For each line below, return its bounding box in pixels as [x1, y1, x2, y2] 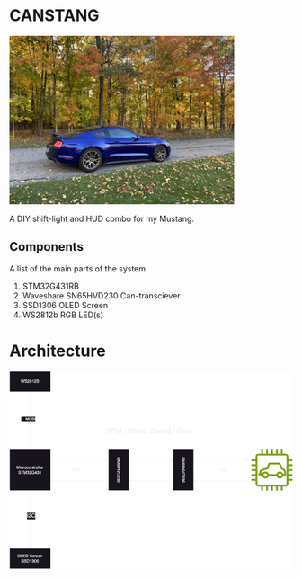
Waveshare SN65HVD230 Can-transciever [22, 289, 182, 301]
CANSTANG [9, 5, 100, 26]
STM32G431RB [22, 280, 79, 291]
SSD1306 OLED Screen [22, 299, 109, 310]
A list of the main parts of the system [9, 262, 147, 274]
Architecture [9, 341, 106, 360]
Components [9, 239, 84, 254]
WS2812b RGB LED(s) [22, 309, 104, 320]
